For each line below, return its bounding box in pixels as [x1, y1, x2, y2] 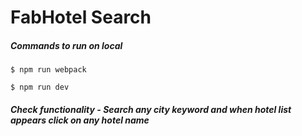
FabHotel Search [10, 6, 152, 29]
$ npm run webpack [10, 65, 87, 75]
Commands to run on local [10, 39, 123, 51]
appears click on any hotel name [10, 114, 150, 126]
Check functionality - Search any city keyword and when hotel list [10, 103, 292, 115]
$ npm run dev [10, 82, 70, 93]
